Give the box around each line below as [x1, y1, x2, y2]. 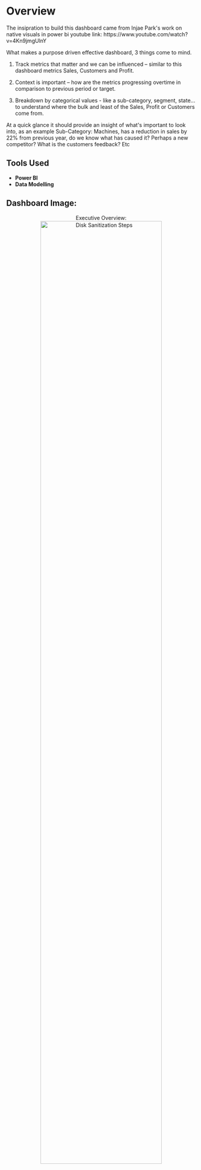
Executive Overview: [75, 214, 127, 221]
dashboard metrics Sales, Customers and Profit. [14, 66, 134, 74]
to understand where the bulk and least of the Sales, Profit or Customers [14, 103, 195, 110]
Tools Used [6, 158, 49, 169]
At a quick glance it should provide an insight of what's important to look [6, 121, 186, 128]
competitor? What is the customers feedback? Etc [6, 140, 131, 147]
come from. [14, 109, 44, 117]
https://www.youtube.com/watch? [103, 30, 188, 37]
